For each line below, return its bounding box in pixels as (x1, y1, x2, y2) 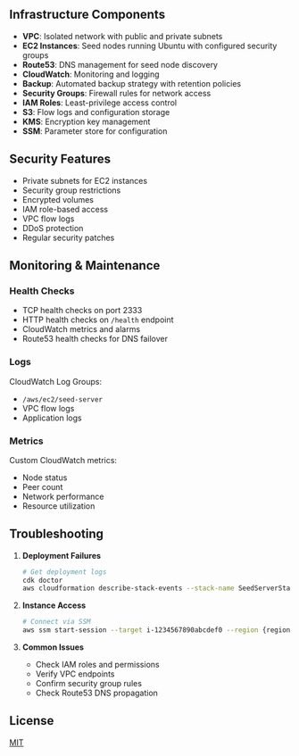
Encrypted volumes (21, 194, 94, 204)
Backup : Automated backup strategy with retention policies (21, 78, 242, 88)
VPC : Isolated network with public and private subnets (21, 30, 223, 41)
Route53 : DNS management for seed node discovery (21, 59, 219, 70)
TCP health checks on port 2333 (21, 305, 143, 316)
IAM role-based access (21, 204, 109, 214)
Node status (21, 472, 68, 483)
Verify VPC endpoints (35, 669, 115, 679)
